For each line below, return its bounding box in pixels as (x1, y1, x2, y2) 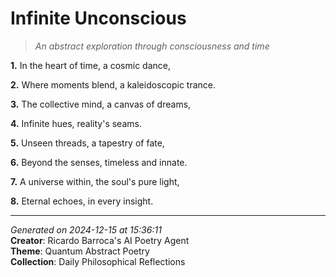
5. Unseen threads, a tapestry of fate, (10, 137, 165, 149)
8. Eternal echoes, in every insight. (10, 195, 154, 207)
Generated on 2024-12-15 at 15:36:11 (10, 223, 162, 236)
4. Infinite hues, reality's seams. (10, 117, 142, 129)
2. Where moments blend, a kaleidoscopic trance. (10, 78, 216, 91)
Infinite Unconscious (10, 7, 187, 30)
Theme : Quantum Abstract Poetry (10, 245, 150, 257)
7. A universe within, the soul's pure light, (10, 175, 180, 187)
